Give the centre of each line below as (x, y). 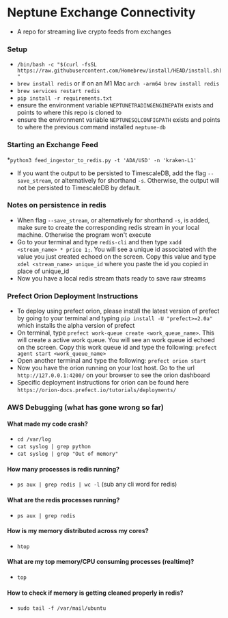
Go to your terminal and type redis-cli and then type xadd (99, 242)
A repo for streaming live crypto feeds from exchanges (94, 31)
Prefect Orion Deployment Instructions (73, 296)
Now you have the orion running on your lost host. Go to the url (105, 368)
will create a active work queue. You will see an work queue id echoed (116, 340)
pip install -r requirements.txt (65, 99)
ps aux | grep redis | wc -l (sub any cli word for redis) (97, 485)
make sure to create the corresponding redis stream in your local (108, 227)
